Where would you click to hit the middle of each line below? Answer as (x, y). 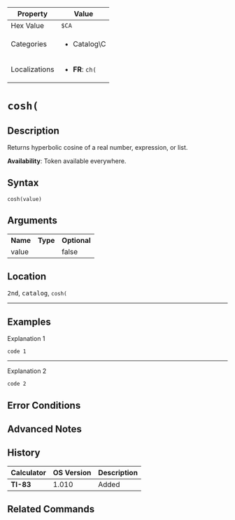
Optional (76, 240)
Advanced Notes (45, 429)
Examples (29, 322)
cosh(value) (24, 199)
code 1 (17, 352)
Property (32, 14)
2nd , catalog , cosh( (37, 293)
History (24, 453)
